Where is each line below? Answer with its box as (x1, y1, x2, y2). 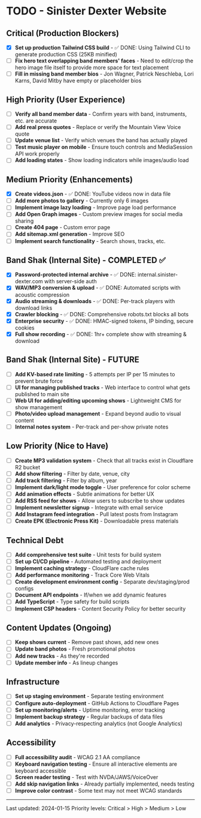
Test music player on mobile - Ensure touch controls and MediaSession (14, 143, 193, 151)
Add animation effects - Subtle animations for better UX (14, 490, 154, 498)
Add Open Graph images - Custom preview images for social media (14, 211, 183, 218)
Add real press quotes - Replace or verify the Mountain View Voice (14, 124, 181, 131)
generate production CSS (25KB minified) (14, 51, 118, 58)
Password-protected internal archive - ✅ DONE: (14, 271, 136, 278)
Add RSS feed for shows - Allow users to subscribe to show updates (14, 497, 185, 504)
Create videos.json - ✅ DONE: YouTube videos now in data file (14, 190, 171, 197)
